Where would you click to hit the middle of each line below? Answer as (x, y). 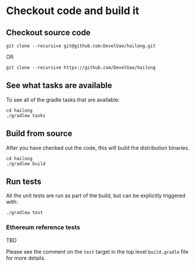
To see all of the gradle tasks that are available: (63, 100)
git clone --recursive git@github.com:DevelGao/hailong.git (81, 46)
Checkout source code (48, 33)
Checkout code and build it (73, 11)
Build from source (39, 134)
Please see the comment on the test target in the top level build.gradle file (97, 251)
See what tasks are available (59, 85)
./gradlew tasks (26, 116)
